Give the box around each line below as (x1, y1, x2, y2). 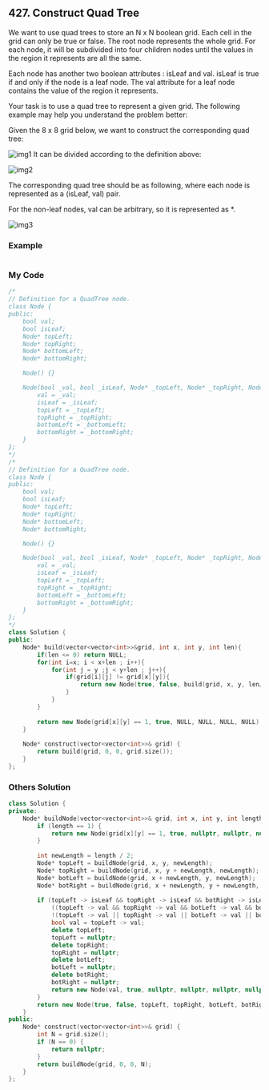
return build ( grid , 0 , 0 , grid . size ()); (37, 748, 174, 756)
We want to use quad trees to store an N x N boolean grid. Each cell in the (8, 27, 252, 37)
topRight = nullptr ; (50, 948, 120, 956)
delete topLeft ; (50, 926, 106, 934)
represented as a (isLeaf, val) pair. (8, 188, 121, 199)
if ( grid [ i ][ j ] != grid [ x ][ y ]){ (65, 673, 171, 682)
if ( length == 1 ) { (37, 822, 102, 830)
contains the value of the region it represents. (8, 86, 159, 95)
